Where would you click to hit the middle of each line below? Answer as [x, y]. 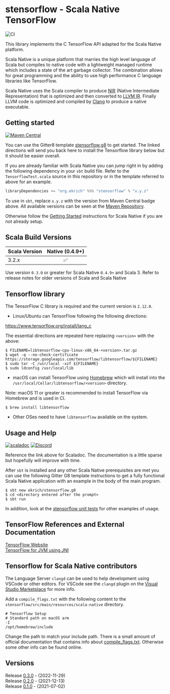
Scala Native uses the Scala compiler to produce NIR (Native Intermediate [82, 90]
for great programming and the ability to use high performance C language [83, 75]
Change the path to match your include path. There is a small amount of [80, 636]
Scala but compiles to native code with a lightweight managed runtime [79, 64]
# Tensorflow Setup [26, 614]
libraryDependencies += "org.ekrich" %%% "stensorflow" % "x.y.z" [77, 191]
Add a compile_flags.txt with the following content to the [66, 599]
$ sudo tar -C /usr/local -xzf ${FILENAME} [52, 364]
